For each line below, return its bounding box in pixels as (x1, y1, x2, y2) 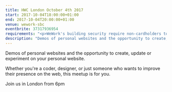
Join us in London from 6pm (5, 80, 65, 87)
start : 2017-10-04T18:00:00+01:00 (5, 12, 79, 17)
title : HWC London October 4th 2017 (5, 7, 83, 13)
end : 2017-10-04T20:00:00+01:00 (5, 17, 74, 22)
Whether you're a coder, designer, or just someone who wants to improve (5, 65, 160, 72)
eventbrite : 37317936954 (5, 27, 58, 32)
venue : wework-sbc (5, 21, 45, 27)
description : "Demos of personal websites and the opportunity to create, (5, 36, 168, 41)
